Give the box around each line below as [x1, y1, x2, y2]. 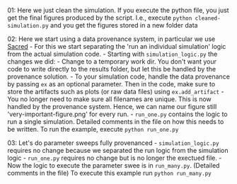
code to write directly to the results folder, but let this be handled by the [7, 65, 216, 73]
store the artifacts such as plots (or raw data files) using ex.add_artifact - [7, 88, 224, 96]
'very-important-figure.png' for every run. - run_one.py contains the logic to [7, 110, 228, 118]
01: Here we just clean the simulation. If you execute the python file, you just [7, 6, 229, 14]
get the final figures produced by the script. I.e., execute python [7, 13, 192, 22]
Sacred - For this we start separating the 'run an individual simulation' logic [7, 42, 226, 50]
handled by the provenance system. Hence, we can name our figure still [7, 103, 217, 110]
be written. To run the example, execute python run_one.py [7, 125, 179, 133]
